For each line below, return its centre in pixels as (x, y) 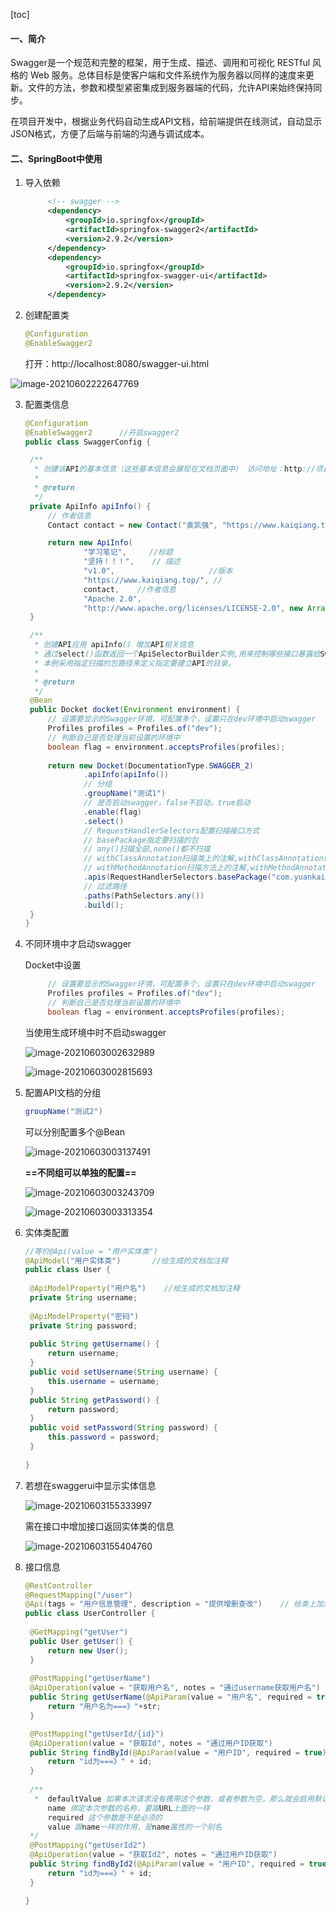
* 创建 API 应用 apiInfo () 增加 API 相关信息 (114, 645)
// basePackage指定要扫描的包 (141, 840)
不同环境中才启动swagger (78, 944)
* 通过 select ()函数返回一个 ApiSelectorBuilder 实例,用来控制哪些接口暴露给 (177, 654)
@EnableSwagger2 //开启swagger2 (102, 432)
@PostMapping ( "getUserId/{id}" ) (97, 1734)
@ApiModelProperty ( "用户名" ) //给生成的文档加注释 (134, 1289)
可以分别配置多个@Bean (74, 1131)
